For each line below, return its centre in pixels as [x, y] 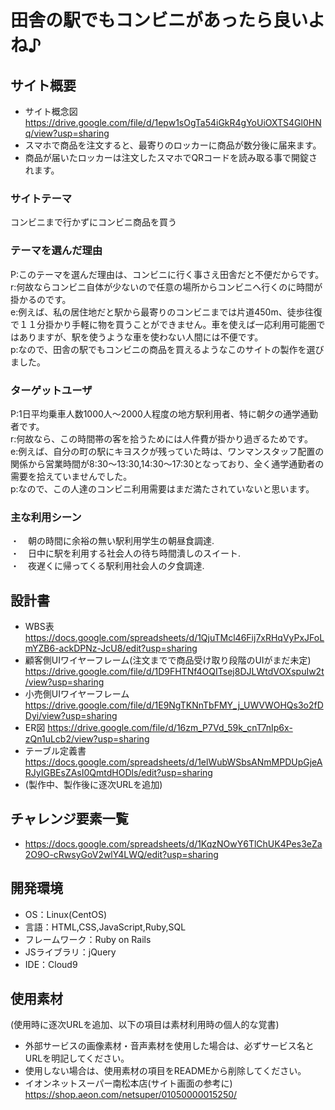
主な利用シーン [46, 517]
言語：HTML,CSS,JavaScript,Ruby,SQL [105, 927]
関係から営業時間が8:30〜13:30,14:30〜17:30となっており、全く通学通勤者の [167, 463]
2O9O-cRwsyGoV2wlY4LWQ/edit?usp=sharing [121, 854]
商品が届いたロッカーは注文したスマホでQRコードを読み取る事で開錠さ [171, 157]
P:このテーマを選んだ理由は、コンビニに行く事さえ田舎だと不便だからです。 [167, 274]
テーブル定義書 [55, 750]
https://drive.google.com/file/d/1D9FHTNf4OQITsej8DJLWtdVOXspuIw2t [174, 671]
